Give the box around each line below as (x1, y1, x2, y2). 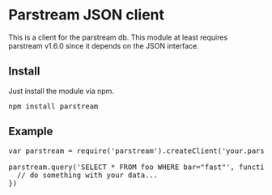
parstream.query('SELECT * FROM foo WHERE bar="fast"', (8, 162, 235, 172)
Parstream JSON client (8, 6, 164, 24)
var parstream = (8, 146, 73, 155)
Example (8, 125, 53, 138)
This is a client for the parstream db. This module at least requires (8, 32, 228, 42)
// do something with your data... (16, 170, 159, 180)
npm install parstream (8, 101, 99, 111)
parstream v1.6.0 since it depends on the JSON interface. (8, 40, 200, 50)
